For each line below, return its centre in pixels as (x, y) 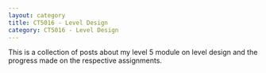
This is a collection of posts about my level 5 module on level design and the (133, 53)
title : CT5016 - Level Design (58, 23)
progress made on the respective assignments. (85, 60)
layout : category (37, 15)
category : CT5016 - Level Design (64, 30)
